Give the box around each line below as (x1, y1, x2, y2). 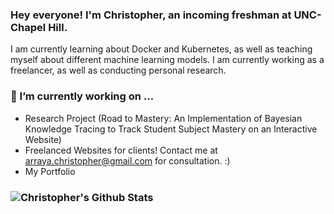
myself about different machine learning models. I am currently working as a (10, 54, 325, 66)
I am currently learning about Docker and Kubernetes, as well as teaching (10, 43, 313, 55)
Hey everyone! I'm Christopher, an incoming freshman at (10, 8, 292, 22)
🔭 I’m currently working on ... (10, 89, 155, 103)
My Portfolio (24, 165, 76, 177)
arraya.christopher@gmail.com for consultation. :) (24, 154, 231, 167)
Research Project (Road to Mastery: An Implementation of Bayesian (24, 112, 303, 124)
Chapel (10, 20, 47, 34)
